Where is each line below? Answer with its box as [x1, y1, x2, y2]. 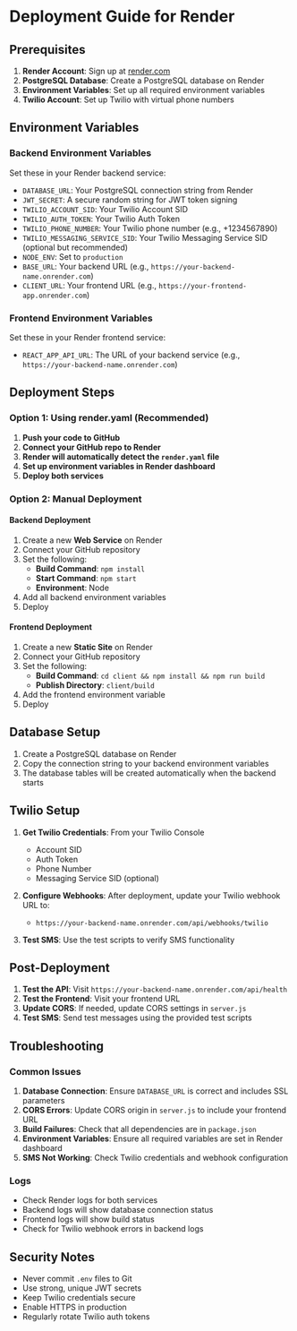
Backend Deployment [9, 515, 91, 526]
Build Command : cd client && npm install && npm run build [35, 670, 266, 681]
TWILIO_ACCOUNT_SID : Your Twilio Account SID [21, 203, 189, 214]
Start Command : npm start [35, 572, 137, 583]
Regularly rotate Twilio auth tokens [21, 1311, 150, 1322]
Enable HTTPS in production [21, 1301, 127, 1313]
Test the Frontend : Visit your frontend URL [21, 993, 181, 1004]
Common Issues [9, 1065, 82, 1078]
